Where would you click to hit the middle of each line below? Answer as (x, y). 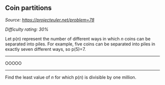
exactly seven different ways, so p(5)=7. (45, 49)
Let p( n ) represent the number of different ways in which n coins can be (78, 39)
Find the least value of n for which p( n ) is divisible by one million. (71, 77)
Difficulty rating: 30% (27, 29)
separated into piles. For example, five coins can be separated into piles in (80, 44)
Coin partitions (28, 8)
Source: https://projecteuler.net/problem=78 (50, 20)
